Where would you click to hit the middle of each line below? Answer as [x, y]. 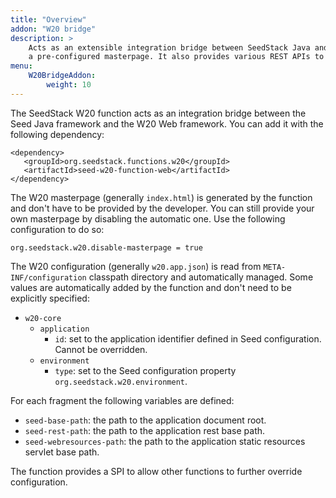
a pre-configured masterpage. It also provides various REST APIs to [176, 57]
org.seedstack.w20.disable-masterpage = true [106, 247]
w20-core [43, 318]
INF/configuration [48, 277]
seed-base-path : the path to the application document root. [145, 420]
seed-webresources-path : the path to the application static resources [165, 441]
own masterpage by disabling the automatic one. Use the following [148, 218]
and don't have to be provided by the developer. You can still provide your [162, 208]
